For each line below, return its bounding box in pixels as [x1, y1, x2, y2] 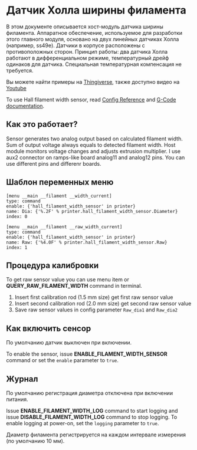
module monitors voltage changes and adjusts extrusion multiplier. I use [6, 147, 181, 155]
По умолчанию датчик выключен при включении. [6, 339, 132, 346]
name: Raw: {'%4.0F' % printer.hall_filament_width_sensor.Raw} [6, 239, 168, 245]
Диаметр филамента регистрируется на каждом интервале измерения [6, 431, 186, 438]
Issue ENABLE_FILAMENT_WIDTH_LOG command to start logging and [6, 408, 178, 414]
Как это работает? [6, 119, 78, 130]
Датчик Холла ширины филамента [6, 4, 187, 17]
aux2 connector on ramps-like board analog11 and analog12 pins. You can [6, 154, 185, 161]
